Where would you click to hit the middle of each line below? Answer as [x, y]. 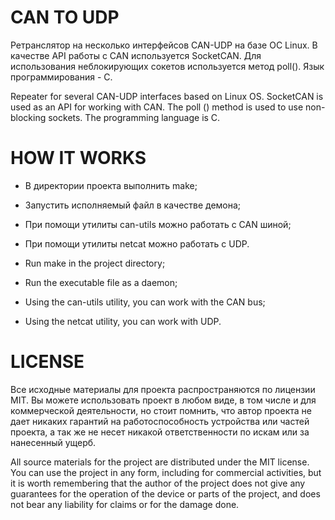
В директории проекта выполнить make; [111, 185]
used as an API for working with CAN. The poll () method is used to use [157, 107]
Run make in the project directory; [95, 263]
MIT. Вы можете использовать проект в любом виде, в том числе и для [163, 400]
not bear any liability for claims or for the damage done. [125, 504]
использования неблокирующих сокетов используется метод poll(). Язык [167, 66]
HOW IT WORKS [78, 158]
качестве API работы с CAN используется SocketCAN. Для [136, 55]
